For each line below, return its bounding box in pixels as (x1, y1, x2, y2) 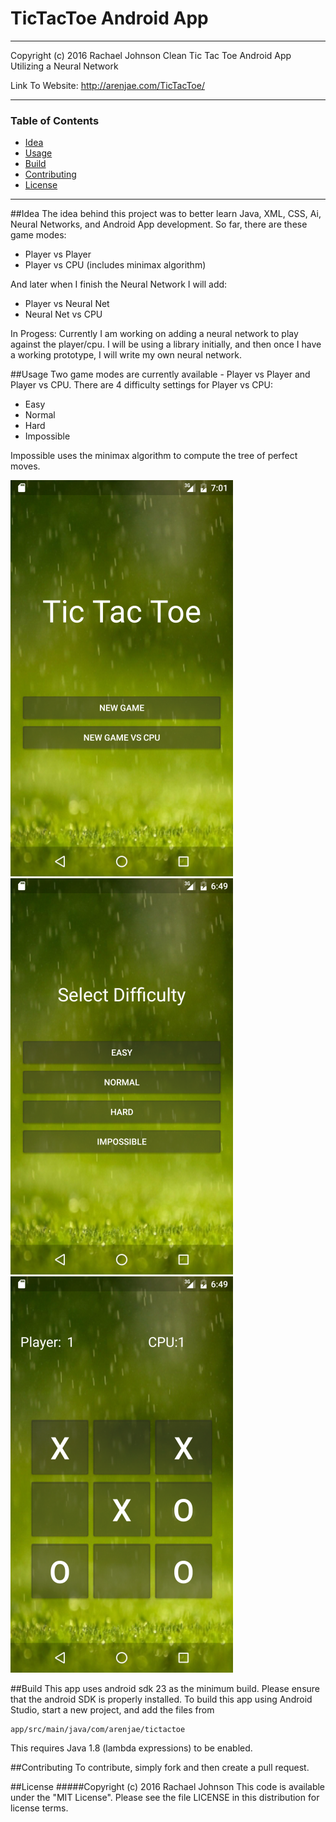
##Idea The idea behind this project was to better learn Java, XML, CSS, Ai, (10, 208, 322, 220)
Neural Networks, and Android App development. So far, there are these (10, 218, 308, 231)
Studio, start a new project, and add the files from (10, 1704, 215, 1716)
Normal (24, 409, 56, 421)
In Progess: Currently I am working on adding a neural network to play (10, 328, 299, 340)
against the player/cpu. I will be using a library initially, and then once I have (10, 338, 322, 351)
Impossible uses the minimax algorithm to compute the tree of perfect (10, 450, 298, 462)
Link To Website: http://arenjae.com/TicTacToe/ (10, 79, 205, 91)
